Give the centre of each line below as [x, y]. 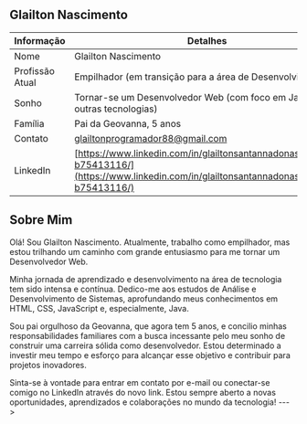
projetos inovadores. [48, 365]
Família [29, 123]
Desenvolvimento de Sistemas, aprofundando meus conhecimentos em [144, 298]
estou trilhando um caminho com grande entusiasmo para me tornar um [145, 251]
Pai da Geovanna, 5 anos [128, 123]
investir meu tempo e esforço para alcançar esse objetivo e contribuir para [150, 355]
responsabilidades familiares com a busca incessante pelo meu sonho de [148, 335]
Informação [40, 40]
